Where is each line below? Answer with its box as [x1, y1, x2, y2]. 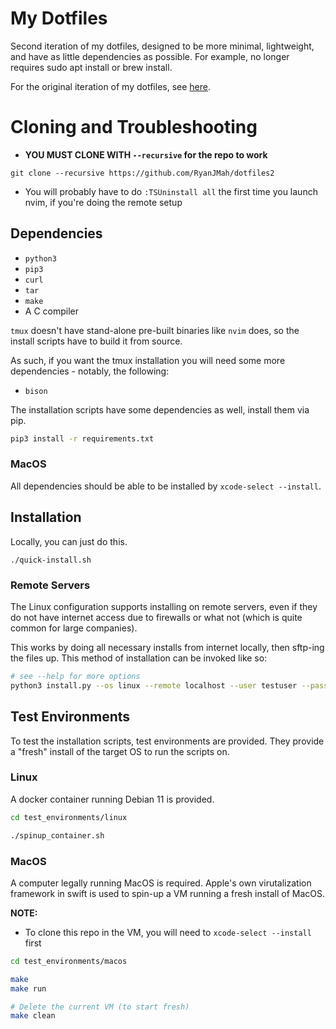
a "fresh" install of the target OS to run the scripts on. [10, 745, 230, 757]
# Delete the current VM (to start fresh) [10, 1002, 190, 1012]
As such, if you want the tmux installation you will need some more [10, 354, 286, 366]
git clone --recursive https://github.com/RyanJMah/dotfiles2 [10, 168, 275, 178]
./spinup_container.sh [10, 830, 105, 841]
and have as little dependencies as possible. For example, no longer [10, 50, 290, 62]
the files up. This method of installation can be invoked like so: [10, 652, 268, 664]
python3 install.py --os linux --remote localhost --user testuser [10, 680, 298, 691]
